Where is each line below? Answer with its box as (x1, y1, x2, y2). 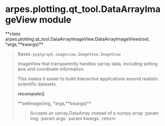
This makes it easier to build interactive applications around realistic (17, 75, 158, 81)
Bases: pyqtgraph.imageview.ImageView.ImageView (17, 51, 121, 57)
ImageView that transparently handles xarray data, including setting (17, 60, 158, 66)
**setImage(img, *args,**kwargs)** (17, 100, 92, 106)
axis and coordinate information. (17, 66, 85, 72)
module (39, 14, 71, 25)
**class (5, 30, 21, 36)
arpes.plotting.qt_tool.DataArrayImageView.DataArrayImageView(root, (5, 36, 150, 42)
